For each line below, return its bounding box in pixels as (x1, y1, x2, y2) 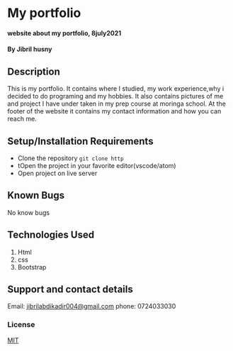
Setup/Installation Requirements (7, 135, 154, 147)
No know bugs (7, 208, 50, 217)
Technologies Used (7, 229, 94, 241)
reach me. (7, 115, 37, 123)
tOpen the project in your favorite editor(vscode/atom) (17, 162, 176, 169)
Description (7, 65, 60, 77)
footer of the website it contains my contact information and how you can (7, 107, 222, 116)
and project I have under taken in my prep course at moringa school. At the (7, 99, 227, 108)
